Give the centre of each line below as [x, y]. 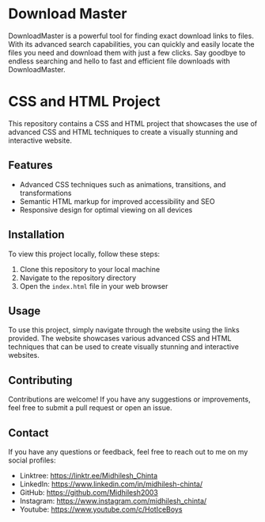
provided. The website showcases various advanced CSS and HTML [120, 339]
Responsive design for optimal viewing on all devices [106, 209]
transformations [45, 193]
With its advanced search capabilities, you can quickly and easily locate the [131, 44]
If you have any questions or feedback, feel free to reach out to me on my [128, 451]
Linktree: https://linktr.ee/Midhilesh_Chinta [89, 475]
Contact [28, 433]
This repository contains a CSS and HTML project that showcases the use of [133, 123]
